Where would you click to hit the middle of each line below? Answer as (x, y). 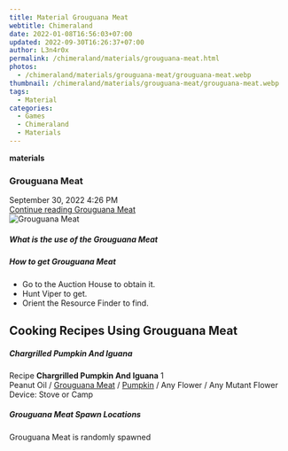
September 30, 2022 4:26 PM (63, 200)
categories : (31, 108)
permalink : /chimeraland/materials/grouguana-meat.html (114, 58)
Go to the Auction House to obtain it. (89, 284)
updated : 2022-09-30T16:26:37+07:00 (77, 42)
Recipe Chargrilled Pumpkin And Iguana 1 (86, 375)
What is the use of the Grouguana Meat (83, 239)
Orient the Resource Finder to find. (85, 303)
